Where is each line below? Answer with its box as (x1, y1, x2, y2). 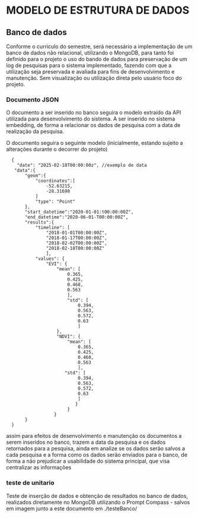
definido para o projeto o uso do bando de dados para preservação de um (6, 56, 188, 62)
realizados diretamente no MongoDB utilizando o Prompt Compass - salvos (6, 498, 190, 506)
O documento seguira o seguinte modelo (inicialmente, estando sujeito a (6, 139, 183, 147)
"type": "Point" (35, 199, 76, 205)
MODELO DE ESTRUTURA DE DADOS (6, 4, 190, 17)
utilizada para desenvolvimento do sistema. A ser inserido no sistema (6, 115, 175, 122)
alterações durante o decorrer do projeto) (6, 146, 108, 153)
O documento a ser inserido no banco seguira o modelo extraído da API (6, 109, 181, 116)
